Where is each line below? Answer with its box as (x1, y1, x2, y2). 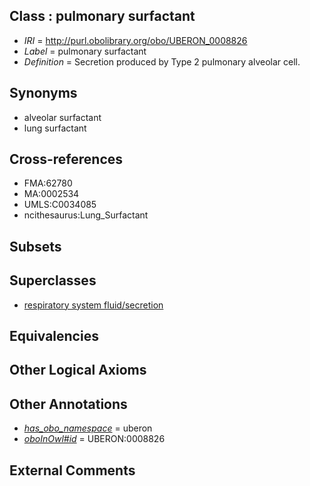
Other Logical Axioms (9, 362, 147, 379)
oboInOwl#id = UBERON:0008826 (23, 433, 166, 445)
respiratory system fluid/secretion (23, 299, 164, 311)
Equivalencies (9, 328, 99, 345)
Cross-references (9, 151, 124, 168)
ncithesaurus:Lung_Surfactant (23, 209, 149, 221)
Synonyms (9, 85, 78, 102)
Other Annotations (9, 395, 128, 413)
